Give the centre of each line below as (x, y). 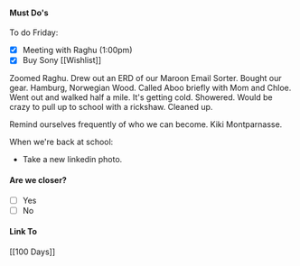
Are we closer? (38, 179)
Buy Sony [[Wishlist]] (62, 60)
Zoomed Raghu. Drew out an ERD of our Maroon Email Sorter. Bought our (145, 78)
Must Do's (29, 13)
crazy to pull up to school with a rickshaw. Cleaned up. (111, 107)
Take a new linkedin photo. (72, 160)
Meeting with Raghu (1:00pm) (77, 50)
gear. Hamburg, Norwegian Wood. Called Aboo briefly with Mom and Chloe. (150, 88)
